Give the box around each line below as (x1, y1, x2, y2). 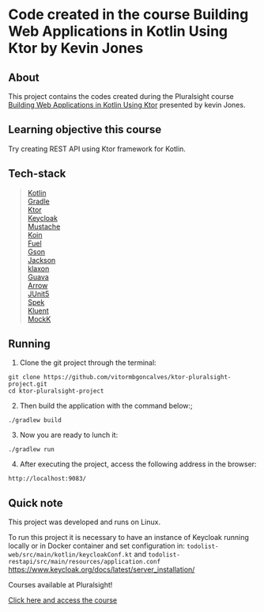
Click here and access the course (8, 595, 118, 605)
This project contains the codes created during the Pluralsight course (8, 92, 235, 101)
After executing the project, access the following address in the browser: (19, 459, 257, 469)
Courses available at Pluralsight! (8, 580, 113, 590)
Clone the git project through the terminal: (19, 358, 157, 367)
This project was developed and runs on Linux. (8, 517, 160, 527)
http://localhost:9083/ (8, 475, 87, 483)
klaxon (27, 264, 50, 273)
